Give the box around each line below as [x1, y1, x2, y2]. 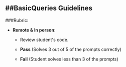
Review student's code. [20, 36, 69, 42]
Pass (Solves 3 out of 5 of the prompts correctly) [20, 46, 121, 52]
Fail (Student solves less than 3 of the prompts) [20, 56, 119, 62]
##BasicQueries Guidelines [5, 4, 93, 12]
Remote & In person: [12, 27, 56, 33]
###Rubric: [5, 17, 29, 23]
